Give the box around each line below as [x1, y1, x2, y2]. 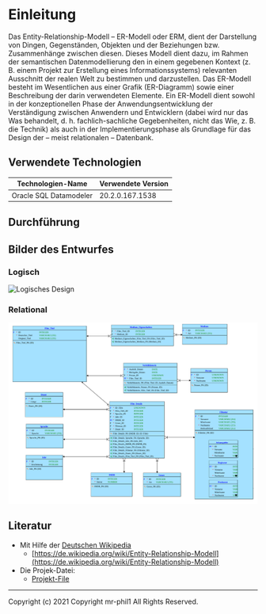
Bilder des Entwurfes [8, 242, 115, 256]
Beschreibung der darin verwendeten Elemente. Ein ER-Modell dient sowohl [8, 90, 256, 100]
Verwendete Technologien [8, 156, 142, 170]
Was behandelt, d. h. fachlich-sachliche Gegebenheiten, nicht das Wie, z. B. [8, 116, 256, 125]
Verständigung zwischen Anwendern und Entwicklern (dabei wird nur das [8, 107, 249, 116]
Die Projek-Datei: [19, 565, 75, 575]
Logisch [8, 266, 40, 277]
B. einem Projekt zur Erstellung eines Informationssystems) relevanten [8, 65, 237, 74]
